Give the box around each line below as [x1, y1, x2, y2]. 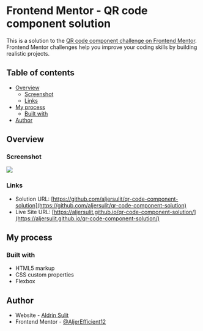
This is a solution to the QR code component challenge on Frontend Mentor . [6, 37, 197, 44]
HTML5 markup [15, 264, 55, 272]
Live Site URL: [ [15, 208, 54, 215]
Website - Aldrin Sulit [15, 311, 69, 319]
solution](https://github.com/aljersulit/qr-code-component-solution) [15, 201, 186, 209]
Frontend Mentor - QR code [6, 4, 148, 18]
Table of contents [6, 68, 75, 78]
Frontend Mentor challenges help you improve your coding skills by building [6, 43, 197, 51]
